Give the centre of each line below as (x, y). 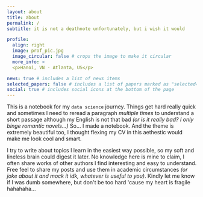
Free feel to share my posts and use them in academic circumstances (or (97, 170)
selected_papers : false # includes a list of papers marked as (88, 84)
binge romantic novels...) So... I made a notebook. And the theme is (90, 126)
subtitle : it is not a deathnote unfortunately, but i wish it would (96, 29)
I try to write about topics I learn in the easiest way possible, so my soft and (101, 151)
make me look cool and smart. (44, 139)
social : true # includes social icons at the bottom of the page (90, 90)
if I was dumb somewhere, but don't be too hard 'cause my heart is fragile (98, 183)
